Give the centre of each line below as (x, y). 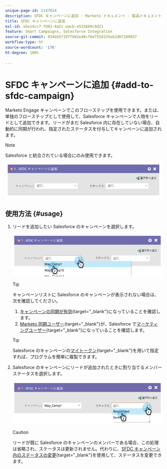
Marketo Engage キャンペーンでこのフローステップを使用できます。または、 (83, 110)
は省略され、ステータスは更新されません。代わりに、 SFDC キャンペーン (86, 449)
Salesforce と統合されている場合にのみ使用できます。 (60, 155)
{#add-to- (132, 85)
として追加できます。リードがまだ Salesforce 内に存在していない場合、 (82, 123)
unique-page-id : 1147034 (31, 10)
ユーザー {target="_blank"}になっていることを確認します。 (88, 330)
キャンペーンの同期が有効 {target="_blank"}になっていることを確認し (90, 311)
